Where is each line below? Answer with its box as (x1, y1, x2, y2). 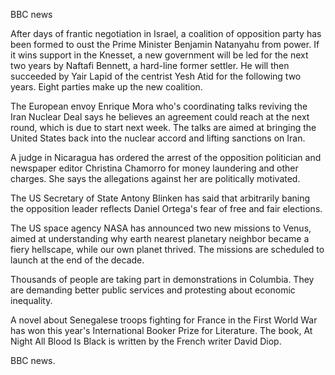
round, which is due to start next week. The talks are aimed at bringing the (10, 122, 317, 133)
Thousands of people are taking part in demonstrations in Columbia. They (10, 274, 315, 285)
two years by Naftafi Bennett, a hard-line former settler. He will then (10, 60, 290, 71)
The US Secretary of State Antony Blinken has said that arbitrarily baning (10, 192, 311, 204)
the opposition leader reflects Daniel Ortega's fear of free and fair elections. (10, 203, 323, 214)
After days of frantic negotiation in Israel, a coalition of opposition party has (10, 28, 322, 39)
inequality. (10, 295, 53, 306)
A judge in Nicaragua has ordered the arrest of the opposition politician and (10, 152, 322, 163)
